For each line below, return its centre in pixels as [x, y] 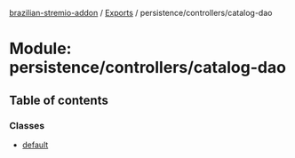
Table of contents [59, 100]
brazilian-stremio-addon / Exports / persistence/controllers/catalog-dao [141, 13]
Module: [40, 49]
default [35, 145]
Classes [27, 125]
